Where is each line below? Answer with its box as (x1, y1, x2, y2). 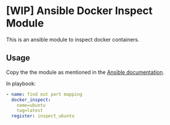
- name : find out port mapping (6, 91, 83, 97)
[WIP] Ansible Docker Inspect (6, 4, 153, 18)
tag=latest (16, 107, 43, 114)
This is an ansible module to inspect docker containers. (6, 36, 140, 43)
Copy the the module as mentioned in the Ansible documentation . (6, 69, 165, 76)
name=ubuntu (16, 102, 46, 108)
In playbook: (6, 80, 36, 87)
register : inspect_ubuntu (11, 113, 75, 119)
